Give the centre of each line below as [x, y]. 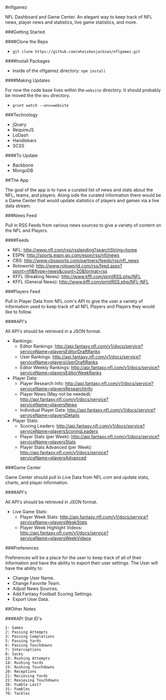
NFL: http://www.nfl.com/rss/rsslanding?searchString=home [75, 250]
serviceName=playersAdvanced [53, 458]
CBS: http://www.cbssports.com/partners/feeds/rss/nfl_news [75, 260]
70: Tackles [17, 693]
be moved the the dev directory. [38, 95]
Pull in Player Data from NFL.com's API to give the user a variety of [74, 301]
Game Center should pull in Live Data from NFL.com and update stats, [77, 477]
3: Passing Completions [30, 636]
